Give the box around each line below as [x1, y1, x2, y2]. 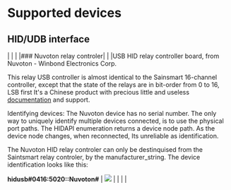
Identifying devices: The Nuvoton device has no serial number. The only [7, 109, 217, 117]
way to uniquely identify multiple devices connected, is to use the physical [7, 117, 224, 125]
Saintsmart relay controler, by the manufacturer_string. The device [7, 153, 201, 161]
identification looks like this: [7, 160, 88, 169]
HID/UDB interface [7, 33, 90, 45]
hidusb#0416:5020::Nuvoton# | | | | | [7, 175, 127, 183]
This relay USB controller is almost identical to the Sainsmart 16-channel [7, 73, 218, 81]
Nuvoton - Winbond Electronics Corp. [7, 59, 117, 68]
